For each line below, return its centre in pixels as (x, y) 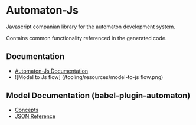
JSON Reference (35, 116)
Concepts (27, 110)
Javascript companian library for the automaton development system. (91, 27)
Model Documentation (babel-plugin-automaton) (98, 96)
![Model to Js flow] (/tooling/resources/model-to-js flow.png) (89, 77)
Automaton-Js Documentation (51, 71)
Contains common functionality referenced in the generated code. (86, 38)
